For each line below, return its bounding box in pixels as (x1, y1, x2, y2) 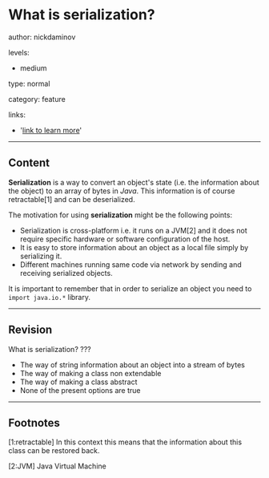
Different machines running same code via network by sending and (19, 259, 242, 269)
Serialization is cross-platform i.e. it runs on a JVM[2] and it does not (19, 225, 248, 235)
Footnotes (8, 415, 60, 430)
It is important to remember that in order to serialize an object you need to (8, 283, 252, 294)
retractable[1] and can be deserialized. (8, 194, 135, 204)
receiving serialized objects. (19, 268, 114, 277)
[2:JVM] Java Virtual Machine (8, 461, 106, 471)
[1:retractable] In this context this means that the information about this (8, 437, 243, 447)
